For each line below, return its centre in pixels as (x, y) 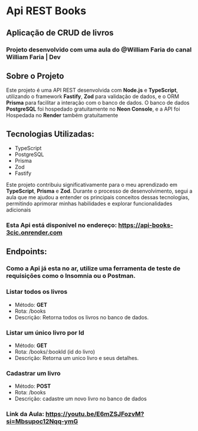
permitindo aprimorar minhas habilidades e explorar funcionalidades (89, 204)
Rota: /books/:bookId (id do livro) (55, 351)
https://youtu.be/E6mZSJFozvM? (95, 414)
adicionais (19, 210)
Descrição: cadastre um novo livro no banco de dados (81, 399)
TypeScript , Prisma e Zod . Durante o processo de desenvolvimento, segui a (99, 191)
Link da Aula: (25, 414)
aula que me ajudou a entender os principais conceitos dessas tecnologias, (98, 197)
